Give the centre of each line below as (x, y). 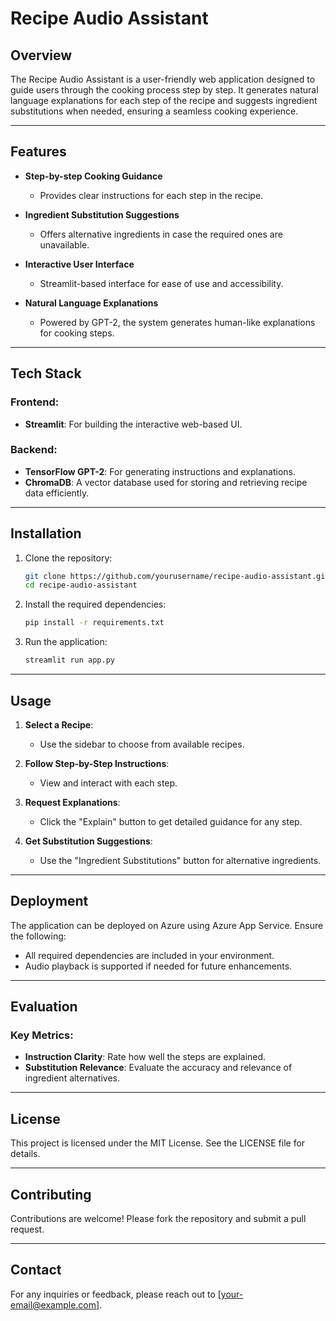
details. (25, 1154)
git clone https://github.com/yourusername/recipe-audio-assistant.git (177, 576)
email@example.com (53, 1304)
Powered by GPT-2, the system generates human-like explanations (177, 322)
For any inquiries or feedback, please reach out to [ (116, 1294)
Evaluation (44, 1007)
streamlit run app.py (69, 660)
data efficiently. (57, 493)
